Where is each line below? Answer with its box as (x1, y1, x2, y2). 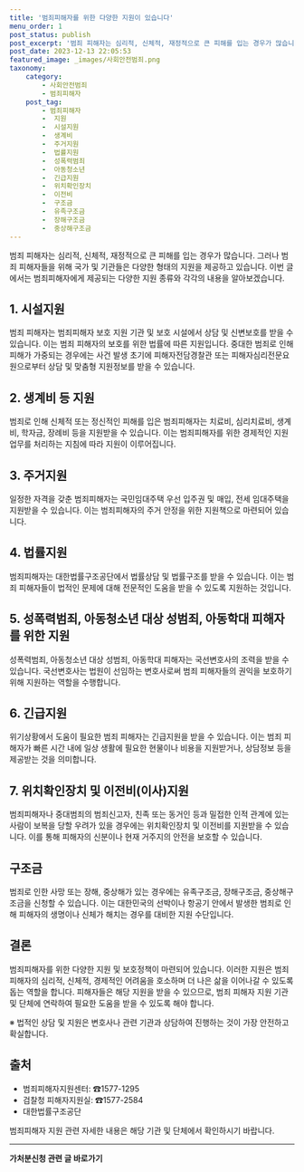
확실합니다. (9, 1028, 49, 1039)
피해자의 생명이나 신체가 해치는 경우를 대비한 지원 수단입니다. (18, 909, 234, 919)
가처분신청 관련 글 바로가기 (9, 1152, 103, 1164)
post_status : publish (9, 30, 91, 39)
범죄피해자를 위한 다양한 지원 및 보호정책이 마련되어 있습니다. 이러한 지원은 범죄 (9, 964, 290, 975)
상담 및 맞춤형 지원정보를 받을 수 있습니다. (48, 361, 195, 372)
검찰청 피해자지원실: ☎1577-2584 (22, 1094, 144, 1105)
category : (25, 72, 63, 82)
